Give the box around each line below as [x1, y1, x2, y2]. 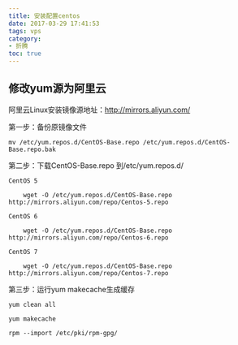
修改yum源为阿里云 [8, 82, 106, 96]
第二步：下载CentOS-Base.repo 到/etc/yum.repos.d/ [8, 160, 184, 170]
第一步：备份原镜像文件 [8, 122, 87, 132]
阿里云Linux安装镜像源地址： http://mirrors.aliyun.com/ [8, 105, 191, 114]
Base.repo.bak [8, 145, 57, 153]
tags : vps [8, 27, 42, 35]
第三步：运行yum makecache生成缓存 [8, 284, 136, 294]
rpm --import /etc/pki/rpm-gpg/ [8, 329, 118, 337]
